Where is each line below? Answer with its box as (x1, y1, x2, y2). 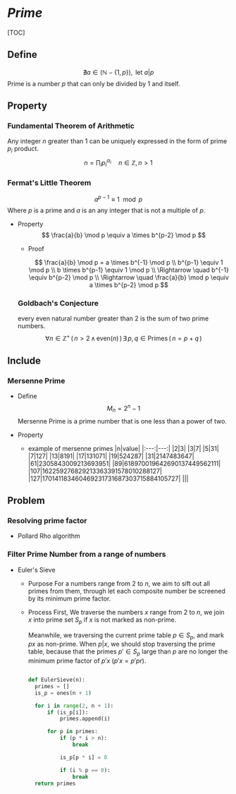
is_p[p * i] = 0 (59, 754, 108, 761)
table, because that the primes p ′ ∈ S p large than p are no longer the (27, 647, 228, 658)
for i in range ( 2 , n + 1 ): (34, 702, 114, 709)
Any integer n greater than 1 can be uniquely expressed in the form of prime (7, 137, 228, 145)
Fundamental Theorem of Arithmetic (7, 121, 135, 131)
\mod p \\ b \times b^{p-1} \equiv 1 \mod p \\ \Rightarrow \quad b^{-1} (28, 265, 229, 274)
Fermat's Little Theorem (7, 178, 92, 188)
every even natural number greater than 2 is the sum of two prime (17, 314, 209, 323)
